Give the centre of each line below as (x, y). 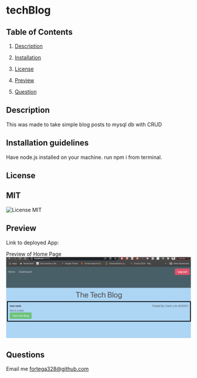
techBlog (28, 10)
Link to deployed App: (33, 243)
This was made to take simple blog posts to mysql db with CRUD (84, 124)
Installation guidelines (47, 143)
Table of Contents (40, 32)
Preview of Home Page (34, 254)
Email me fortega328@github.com (47, 369)
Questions (26, 355)
